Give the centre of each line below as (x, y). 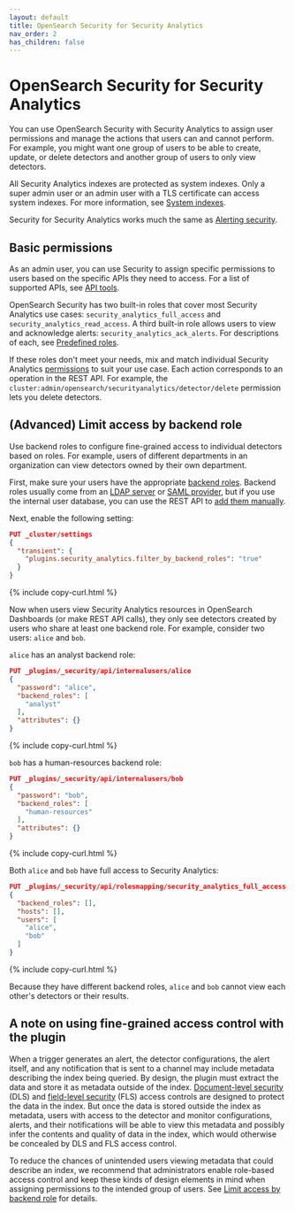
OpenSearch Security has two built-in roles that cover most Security (133, 305)
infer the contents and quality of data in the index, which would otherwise (143, 1134)
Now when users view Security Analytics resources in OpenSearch (131, 610)
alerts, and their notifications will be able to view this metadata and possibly (147, 1124)
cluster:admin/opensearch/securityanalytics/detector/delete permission (145, 387)
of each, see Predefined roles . (64, 342)
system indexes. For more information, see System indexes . (118, 203)
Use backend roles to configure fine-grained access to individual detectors (146, 446)
